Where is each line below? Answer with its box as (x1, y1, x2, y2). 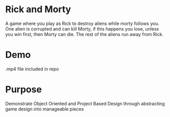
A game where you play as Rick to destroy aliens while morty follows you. (5, 20, 159, 26)
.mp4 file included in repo (5, 66, 60, 72)
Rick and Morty (5, 4, 71, 15)
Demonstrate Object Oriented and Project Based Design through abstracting (5, 100, 165, 106)
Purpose (5, 84, 42, 95)
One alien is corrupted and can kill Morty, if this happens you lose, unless (5, 25, 159, 32)
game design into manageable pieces (5, 106, 84, 112)
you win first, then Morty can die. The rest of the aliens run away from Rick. (5, 31, 164, 37)
